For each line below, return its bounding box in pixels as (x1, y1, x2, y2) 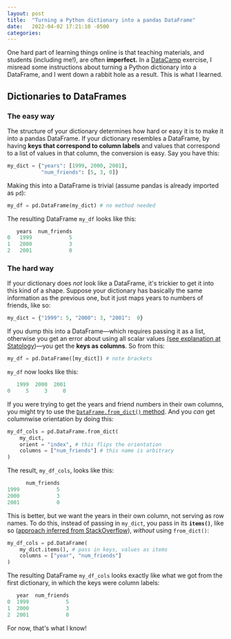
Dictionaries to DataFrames (7, 91, 127, 102)
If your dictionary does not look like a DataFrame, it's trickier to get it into (7, 279, 214, 288)
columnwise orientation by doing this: (7, 414, 114, 423)
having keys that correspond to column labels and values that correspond (7, 141, 221, 149)
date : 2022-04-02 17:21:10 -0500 (7, 23, 110, 30)
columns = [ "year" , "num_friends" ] (19, 553, 122, 559)
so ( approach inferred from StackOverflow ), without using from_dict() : (7, 526, 210, 535)
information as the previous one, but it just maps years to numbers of (7, 294, 203, 302)
